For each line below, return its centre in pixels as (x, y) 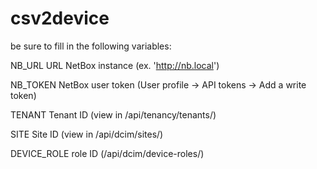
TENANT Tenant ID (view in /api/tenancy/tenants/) (113, 114)
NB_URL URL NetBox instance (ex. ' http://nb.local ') (115, 65)
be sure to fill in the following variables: (91, 46)
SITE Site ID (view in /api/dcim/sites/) (87, 134)
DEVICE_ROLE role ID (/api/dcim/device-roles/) (107, 153)
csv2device (60, 18)
